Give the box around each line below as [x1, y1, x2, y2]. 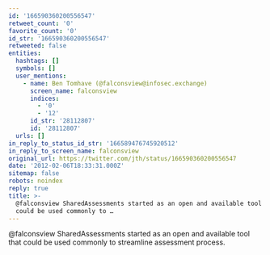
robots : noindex [8, 177, 63, 186]
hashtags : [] [15, 57, 60, 65]
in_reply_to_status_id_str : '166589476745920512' [8, 139, 179, 148]
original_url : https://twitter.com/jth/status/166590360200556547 [8, 154, 237, 162]
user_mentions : [15, 72, 67, 80]
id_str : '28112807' [29, 117, 95, 125]
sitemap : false [8, 169, 60, 178]
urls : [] [15, 132, 45, 140]
